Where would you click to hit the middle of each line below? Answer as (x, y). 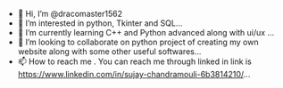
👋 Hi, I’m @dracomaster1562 (70, 14)
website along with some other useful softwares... (109, 52)
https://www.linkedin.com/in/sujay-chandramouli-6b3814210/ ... (134, 74)
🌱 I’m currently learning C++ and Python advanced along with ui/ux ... (146, 32)
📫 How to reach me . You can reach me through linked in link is (134, 61)
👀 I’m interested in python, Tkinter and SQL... (100, 23)
